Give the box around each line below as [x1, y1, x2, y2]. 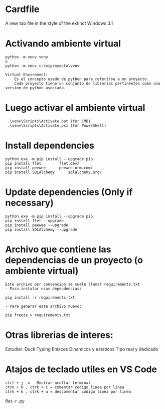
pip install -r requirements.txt [5, 295, 75, 300]
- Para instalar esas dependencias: [5, 286, 82, 291]
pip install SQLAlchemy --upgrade [5, 227, 78, 232]
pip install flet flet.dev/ [5, 161, 80, 166]
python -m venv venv [5, 54, 49, 59]
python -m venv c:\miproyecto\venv [5, 63, 80, 69]
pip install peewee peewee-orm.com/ [5, 165, 93, 170]
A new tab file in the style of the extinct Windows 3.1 [5, 20, 113, 26]
